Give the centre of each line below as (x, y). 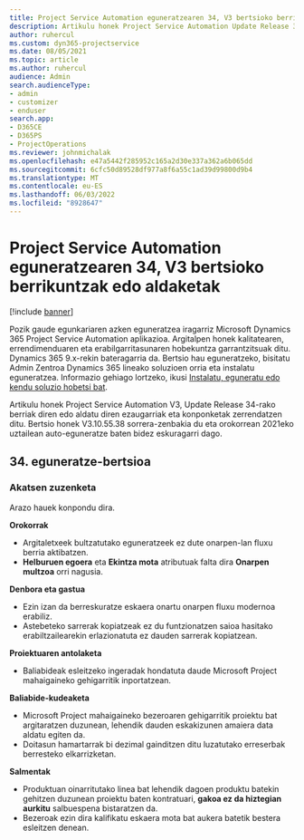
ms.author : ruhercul (48, 69)
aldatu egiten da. (54, 734)
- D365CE (26, 128)
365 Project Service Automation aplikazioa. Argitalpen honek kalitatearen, (147, 338)
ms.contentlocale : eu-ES (56, 187)
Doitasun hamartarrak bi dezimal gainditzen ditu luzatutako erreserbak (154, 744)
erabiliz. (37, 616)
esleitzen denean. (56, 827)
